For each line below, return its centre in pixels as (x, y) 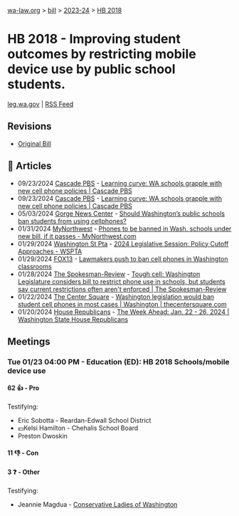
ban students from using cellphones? (72, 221)
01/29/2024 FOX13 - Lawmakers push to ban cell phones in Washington (123, 258)
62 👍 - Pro (23, 388)
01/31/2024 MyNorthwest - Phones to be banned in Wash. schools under (124, 228)
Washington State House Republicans (73, 319)
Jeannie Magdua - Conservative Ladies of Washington (97, 504)
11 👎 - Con (23, 453)
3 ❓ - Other (24, 472)
